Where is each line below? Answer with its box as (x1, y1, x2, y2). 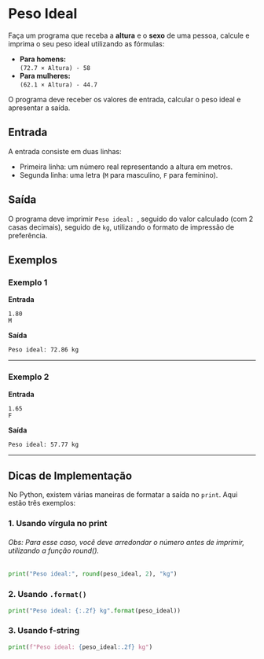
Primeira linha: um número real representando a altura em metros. (19, 162, 233, 171)
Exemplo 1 (8, 277, 48, 288)
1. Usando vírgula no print (8, 518, 108, 529)
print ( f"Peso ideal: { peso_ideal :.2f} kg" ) (8, 642, 153, 651)
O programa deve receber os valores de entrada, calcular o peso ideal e (8, 94, 241, 104)
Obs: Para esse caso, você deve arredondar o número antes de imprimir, (8, 537, 245, 547)
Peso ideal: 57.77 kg (8, 440, 79, 448)
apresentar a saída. (8, 103, 71, 112)
